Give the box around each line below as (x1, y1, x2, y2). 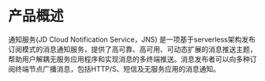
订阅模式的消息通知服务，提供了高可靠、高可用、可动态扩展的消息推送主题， (8, 44, 257, 53)
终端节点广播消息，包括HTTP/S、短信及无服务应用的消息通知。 (14, 64, 221, 73)
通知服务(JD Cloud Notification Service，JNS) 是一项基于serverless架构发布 (8, 35, 256, 44)
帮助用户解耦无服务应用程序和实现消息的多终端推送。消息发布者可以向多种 (8, 54, 250, 64)
